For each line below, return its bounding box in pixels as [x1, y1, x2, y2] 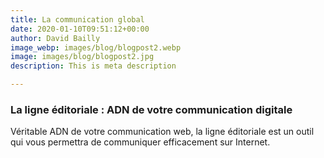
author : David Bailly [10, 33, 101, 43]
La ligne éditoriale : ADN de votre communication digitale [10, 102, 293, 116]
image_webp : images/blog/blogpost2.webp [10, 42, 182, 53]
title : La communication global [10, 14, 145, 25]
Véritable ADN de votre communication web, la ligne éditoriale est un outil [10, 126, 315, 138]
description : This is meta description [10, 61, 177, 71]
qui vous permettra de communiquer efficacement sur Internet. [10, 136, 271, 148]
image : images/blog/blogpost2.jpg [10, 52, 155, 62]
